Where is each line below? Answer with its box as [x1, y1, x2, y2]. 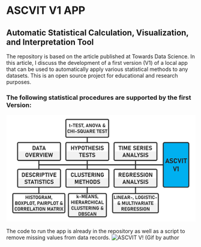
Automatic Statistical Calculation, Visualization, [6, 28, 189, 38]
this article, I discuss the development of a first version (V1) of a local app [6, 59, 188, 66]
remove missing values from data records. [6, 234, 111, 241]
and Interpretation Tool [6, 37, 94, 47]
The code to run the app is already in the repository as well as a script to [6, 228, 185, 235]
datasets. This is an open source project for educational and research [6, 72, 178, 79]
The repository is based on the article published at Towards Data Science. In [6, 53, 195, 60]
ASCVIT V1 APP [6, 4, 86, 17]
